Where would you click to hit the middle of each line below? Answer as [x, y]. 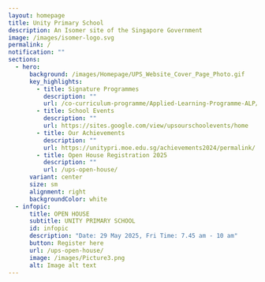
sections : [24, 60]
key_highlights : [56, 81]
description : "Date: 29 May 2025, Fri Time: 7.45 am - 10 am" [133, 236]
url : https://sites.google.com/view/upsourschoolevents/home [146, 126]
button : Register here [66, 243]
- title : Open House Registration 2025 [102, 155]
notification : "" [37, 52]
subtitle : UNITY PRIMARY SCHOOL [82, 221]
